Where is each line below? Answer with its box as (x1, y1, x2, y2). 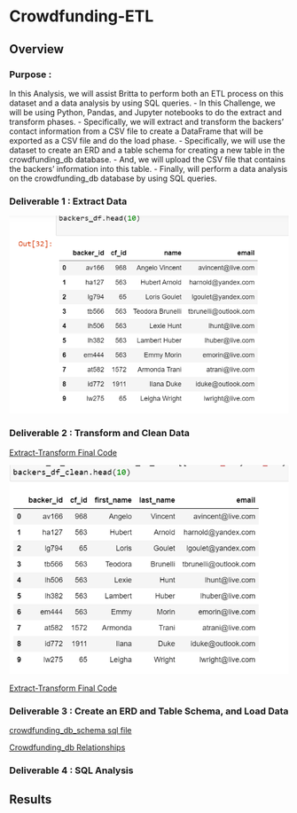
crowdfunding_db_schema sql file (9, 725, 132, 736)
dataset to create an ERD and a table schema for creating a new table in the (9, 145, 285, 155)
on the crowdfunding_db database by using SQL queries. (9, 173, 217, 184)
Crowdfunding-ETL (9, 6, 154, 27)
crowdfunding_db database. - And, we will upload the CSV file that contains (9, 153, 286, 165)
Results (9, 792, 52, 807)
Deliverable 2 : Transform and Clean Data (9, 427, 191, 440)
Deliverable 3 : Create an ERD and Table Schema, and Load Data (9, 705, 289, 717)
